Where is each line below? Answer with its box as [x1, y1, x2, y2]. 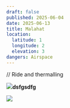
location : [6, 32, 32, 38]
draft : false [6, 8, 40, 15]
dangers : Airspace [6, 54, 53, 60]
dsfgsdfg [12, 83, 37, 90]
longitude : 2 [12, 43, 45, 49]
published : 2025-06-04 [6, 15, 64, 21]
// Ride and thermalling [6, 70, 64, 78]
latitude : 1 [12, 37, 43, 43]
